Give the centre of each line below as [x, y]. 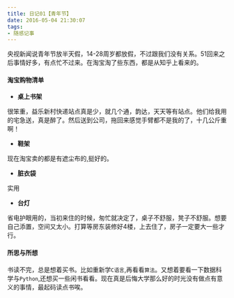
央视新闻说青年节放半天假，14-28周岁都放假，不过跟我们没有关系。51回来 [113, 54]
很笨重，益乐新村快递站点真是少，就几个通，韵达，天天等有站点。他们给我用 [117, 112]
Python [29, 279]
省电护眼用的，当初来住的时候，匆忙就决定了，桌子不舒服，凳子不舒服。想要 [117, 218]
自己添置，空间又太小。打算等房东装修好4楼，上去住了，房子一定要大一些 [113, 227]
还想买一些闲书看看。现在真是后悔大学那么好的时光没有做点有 [128, 278]
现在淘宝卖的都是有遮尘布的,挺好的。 [60, 158]
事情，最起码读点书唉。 [53, 287]
